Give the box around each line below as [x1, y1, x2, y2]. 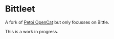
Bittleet [5, 3, 35, 14]
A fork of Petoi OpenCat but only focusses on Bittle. [5, 19, 109, 25]
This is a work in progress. [5, 28, 59, 34]
